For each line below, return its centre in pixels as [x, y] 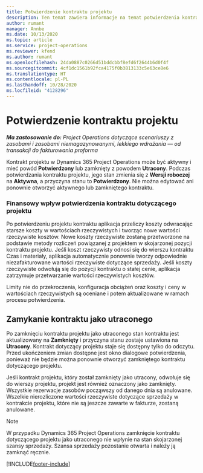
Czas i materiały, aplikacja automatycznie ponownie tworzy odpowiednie [97, 256]
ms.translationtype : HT [36, 74]
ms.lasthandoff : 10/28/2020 [42, 85]
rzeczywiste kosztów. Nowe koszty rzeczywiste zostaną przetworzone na [98, 237]
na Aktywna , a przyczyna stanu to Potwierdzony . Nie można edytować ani [100, 181]
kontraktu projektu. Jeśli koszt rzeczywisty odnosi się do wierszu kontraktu [100, 250]
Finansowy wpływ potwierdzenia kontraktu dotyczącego [92, 203]
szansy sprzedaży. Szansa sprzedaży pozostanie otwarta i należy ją [91, 446]
